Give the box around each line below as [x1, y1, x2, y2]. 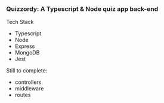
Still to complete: [6, 67, 48, 74]
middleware [14, 85, 44, 92]
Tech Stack [6, 19, 34, 26]
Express [14, 43, 35, 50]
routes [14, 92, 31, 99]
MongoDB [14, 49, 40, 56]
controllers [14, 78, 42, 86]
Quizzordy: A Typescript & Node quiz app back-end [6, 5, 159, 13]
